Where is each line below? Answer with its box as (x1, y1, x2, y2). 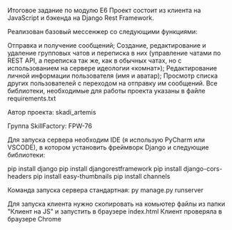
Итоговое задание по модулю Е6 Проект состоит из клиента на (7, 6, 201, 14)
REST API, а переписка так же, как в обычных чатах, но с (7, 56, 182, 65)
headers (7, 172, 32, 180)
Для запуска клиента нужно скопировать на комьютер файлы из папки (7, 199, 226, 208)
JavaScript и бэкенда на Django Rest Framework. (7, 14, 155, 22)
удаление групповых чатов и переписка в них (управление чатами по (7, 49, 221, 57)
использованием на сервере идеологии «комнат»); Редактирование (7, 64, 218, 72)
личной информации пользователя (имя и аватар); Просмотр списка (7, 71, 218, 80)
